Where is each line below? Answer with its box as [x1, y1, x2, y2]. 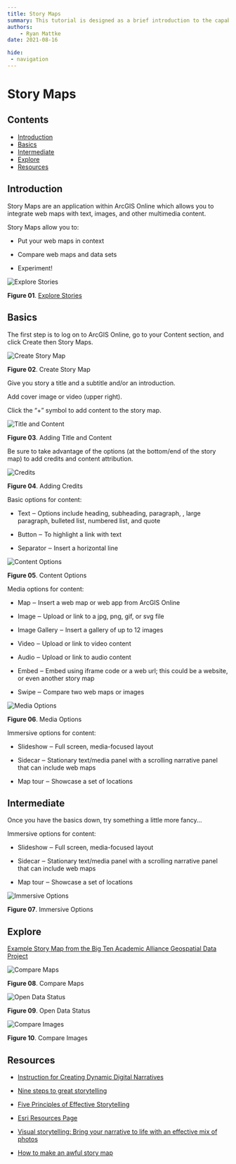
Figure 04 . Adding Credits [7, 482, 83, 490]
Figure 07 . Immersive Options [7, 906, 93, 914]
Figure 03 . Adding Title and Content [7, 433, 112, 442]
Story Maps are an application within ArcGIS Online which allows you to [7, 201, 214, 210]
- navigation [10, 56, 49, 63]
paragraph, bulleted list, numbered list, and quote [17, 516, 161, 525]
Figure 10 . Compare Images [7, 1034, 88, 1042]
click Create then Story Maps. [7, 337, 93, 346]
